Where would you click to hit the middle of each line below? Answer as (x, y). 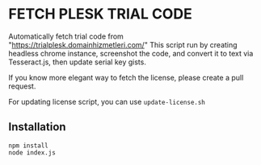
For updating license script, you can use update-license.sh (107, 101)
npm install (28, 146)
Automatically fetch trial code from (66, 36)
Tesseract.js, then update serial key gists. (78, 62)
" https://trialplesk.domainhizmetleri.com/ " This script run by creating (123, 44)
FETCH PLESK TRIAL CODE (100, 14)
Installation (37, 127)
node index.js (32, 153)
